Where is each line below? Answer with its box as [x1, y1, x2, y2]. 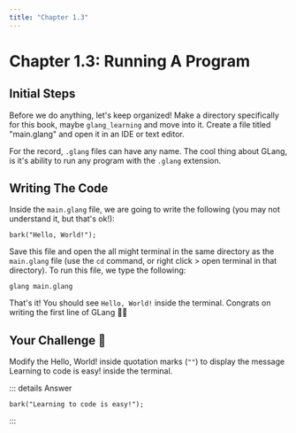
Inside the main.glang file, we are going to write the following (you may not [9, 205, 281, 215]
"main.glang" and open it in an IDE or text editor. [9, 128, 185, 139]
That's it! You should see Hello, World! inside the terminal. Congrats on [9, 298, 271, 308]
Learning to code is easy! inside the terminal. [9, 366, 173, 376]
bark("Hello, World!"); [9, 231, 97, 240]
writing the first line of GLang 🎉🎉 [9, 307, 128, 318]
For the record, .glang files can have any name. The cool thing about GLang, [9, 145, 288, 156]
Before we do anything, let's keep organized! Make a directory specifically [9, 110, 280, 120]
